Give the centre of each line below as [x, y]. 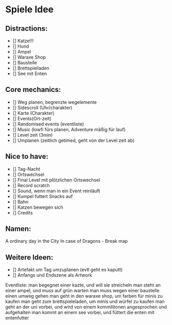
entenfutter [17, 318]
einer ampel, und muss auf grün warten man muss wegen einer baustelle [82, 291]
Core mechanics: [33, 90]
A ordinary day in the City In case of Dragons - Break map [67, 241]
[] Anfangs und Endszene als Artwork [52, 275]
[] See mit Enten [30, 74]
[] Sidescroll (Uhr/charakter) [43, 107]
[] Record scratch [31, 185]
